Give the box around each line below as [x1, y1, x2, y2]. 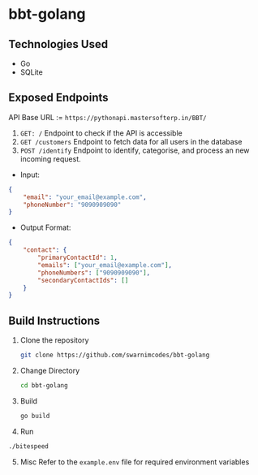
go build [19, 412, 50, 420]
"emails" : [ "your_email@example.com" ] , [37, 261, 173, 269]
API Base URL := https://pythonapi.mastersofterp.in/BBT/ [8, 112, 207, 122]
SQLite [19, 67, 43, 77]
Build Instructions [8, 313, 101, 327]
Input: [19, 170, 41, 179]
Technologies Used [8, 37, 108, 51]
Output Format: [19, 222, 71, 232]
